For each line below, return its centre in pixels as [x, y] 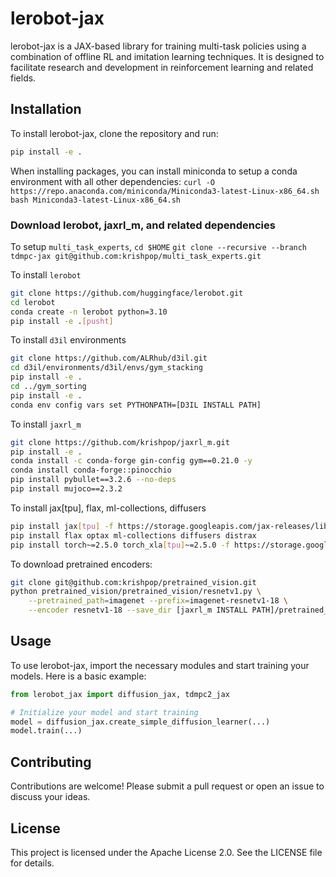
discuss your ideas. [50, 797]
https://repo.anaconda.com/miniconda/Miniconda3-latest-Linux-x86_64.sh [165, 191]
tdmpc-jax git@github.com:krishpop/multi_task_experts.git [136, 256]
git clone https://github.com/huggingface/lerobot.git [127, 293]
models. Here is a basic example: [78, 676]
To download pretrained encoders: [81, 564]
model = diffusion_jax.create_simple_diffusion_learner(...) [140, 722]
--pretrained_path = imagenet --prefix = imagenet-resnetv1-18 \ [158, 601]
